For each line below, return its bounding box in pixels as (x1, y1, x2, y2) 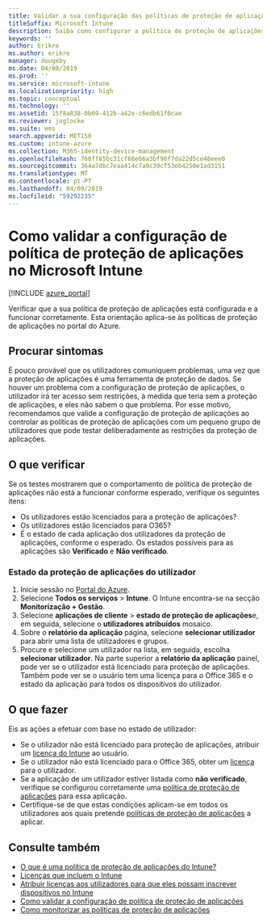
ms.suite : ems (8, 124, 56, 133)
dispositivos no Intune (19, 888, 94, 898)
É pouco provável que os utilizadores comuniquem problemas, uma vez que (8, 365, 261, 376)
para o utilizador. (19, 765, 77, 776)
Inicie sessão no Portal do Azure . (19, 585, 131, 595)
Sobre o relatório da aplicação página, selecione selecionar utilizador (19, 628, 256, 638)
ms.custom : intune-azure (8, 139, 92, 148)
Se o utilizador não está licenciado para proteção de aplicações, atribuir (19, 740, 260, 750)
